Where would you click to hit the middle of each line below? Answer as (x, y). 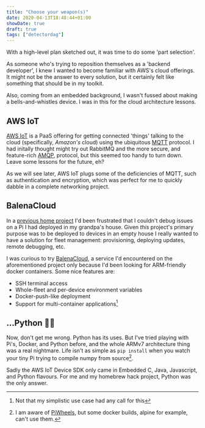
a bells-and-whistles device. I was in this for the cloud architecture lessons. (101, 102)
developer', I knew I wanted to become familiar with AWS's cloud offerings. (101, 70)
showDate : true (26, 23)
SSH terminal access (41, 283)
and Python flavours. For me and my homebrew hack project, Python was (99, 376)
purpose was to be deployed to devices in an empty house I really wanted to (102, 234)
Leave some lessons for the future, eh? (56, 161)
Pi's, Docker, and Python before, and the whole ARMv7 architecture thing (98, 344)
